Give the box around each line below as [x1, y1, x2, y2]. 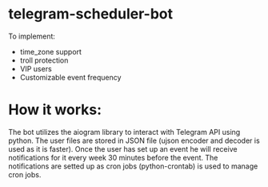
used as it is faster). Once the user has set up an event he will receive [8, 144, 238, 153]
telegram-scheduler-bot [8, 5, 174, 23]
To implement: [8, 31, 56, 41]
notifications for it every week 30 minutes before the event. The [8, 152, 218, 162]
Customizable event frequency [19, 72, 122, 82]
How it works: [8, 101, 102, 119]
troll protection [19, 55, 69, 65]
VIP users [19, 63, 52, 73]
